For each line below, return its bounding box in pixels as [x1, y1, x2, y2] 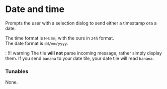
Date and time [5, 3, 64, 15]
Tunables [5, 67, 29, 74]
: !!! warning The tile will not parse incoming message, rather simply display [5, 50, 162, 56]
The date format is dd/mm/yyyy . [5, 40, 69, 46]
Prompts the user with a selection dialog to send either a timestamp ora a [5, 20, 157, 26]
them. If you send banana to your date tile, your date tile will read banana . [5, 55, 154, 61]
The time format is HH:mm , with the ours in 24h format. [5, 35, 114, 41]
